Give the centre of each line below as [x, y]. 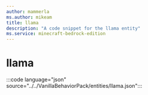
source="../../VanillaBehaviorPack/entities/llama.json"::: [74, 86]
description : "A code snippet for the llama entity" [73, 28]
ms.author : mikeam [29, 17]
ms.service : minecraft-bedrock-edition [56, 34]
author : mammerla [28, 12]
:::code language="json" [36, 80]
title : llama [22, 23]
